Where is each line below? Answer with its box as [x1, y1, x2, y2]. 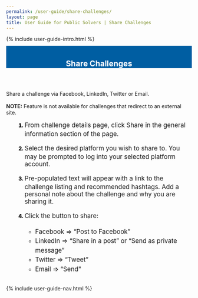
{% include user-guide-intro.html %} [6, 36, 95, 43]
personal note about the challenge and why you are [24, 190, 176, 199]
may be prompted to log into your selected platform [24, 153, 176, 161]
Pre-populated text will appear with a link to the [24, 175, 164, 183]
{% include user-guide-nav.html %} [6, 284, 93, 292]
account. [24, 160, 51, 168]
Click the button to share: [24, 212, 99, 220]
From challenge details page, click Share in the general [24, 121, 186, 129]
